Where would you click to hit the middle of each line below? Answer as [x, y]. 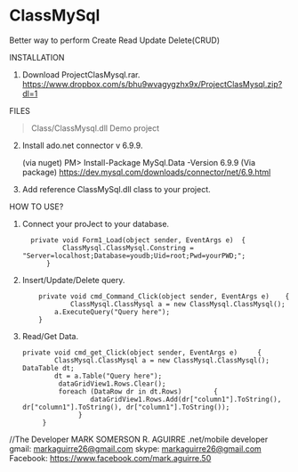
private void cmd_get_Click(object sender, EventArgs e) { [142, 353]
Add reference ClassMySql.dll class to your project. [116, 189]
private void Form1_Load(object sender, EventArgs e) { [138, 240]
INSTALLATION [37, 57]
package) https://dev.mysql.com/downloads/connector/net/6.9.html [146, 172]
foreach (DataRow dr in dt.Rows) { [138, 391]
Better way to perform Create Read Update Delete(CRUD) [115, 40]
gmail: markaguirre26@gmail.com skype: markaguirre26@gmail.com [136, 448]
